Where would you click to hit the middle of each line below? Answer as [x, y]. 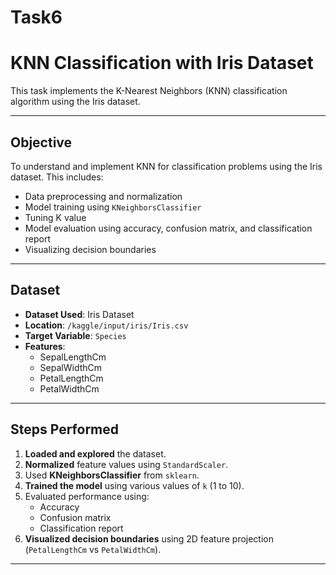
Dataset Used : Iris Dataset [79, 314]
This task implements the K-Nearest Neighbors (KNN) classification [149, 91]
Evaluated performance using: [87, 496]
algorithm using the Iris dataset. [75, 102]
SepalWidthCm [71, 367]
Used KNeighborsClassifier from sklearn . [112, 475]
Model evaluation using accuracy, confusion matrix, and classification [168, 228]
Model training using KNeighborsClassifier [113, 207]
